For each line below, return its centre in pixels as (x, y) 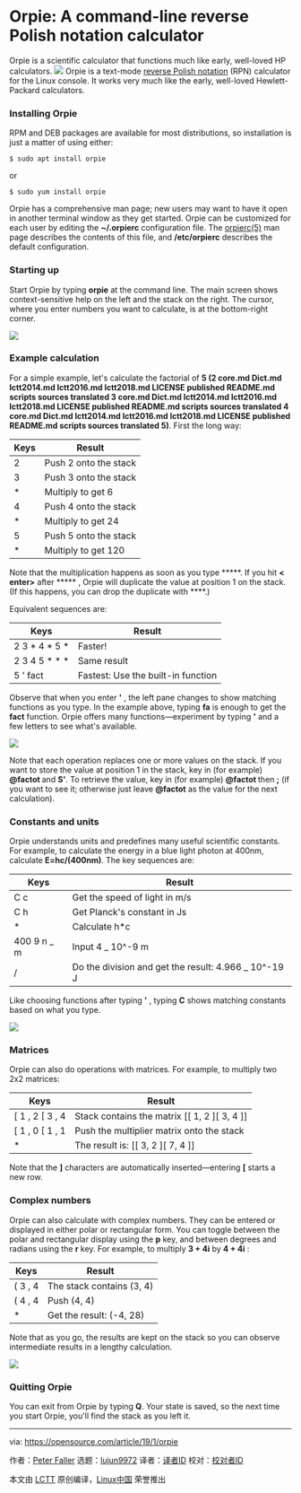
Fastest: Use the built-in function (147, 675)
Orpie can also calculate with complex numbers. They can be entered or (142, 1220)
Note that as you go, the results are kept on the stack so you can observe (145, 1337)
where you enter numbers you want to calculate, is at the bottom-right (139, 309)
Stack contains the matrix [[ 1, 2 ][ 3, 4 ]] (161, 1116)
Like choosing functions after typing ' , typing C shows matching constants (148, 1000)
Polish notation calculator (107, 35)
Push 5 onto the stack (90, 536)
